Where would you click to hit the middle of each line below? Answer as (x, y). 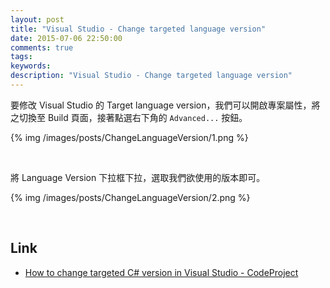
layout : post (37, 19)
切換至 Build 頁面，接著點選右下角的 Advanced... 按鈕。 (133, 117)
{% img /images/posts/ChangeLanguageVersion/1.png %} (129, 137)
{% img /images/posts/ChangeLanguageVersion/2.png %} (130, 197)
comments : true (42, 47)
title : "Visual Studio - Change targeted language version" (138, 29)
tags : (21, 57)
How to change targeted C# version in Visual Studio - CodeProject (161, 272)
